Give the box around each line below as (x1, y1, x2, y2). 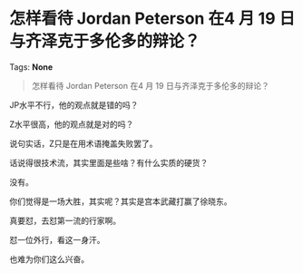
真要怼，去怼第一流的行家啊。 (9, 215, 121, 226)
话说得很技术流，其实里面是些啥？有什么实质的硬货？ (9, 157, 209, 168)
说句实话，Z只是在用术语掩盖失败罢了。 (9, 138, 158, 149)
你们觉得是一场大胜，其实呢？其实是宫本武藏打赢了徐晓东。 (9, 196, 232, 207)
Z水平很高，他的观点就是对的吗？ (9, 119, 134, 130)
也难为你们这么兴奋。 (9, 253, 89, 264)
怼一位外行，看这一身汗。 (9, 234, 105, 245)
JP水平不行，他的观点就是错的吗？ (9, 99, 139, 110)
